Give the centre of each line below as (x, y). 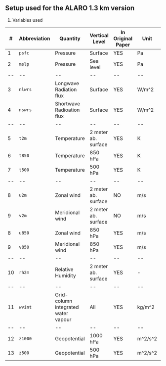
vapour (63, 320)
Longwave (67, 83)
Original (123, 38)
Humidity (65, 275)
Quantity (70, 38)
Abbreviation (35, 38)
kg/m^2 (146, 307)
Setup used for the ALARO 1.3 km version (70, 8)
